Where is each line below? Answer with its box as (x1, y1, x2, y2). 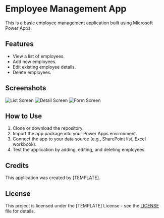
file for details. (5, 208, 35, 214)
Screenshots (5, 84, 46, 92)
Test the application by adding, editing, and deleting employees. (12, 147, 146, 153)
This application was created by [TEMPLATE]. (5, 175, 100, 181)
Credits (5, 161, 29, 170)
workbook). (12, 141, 37, 147)
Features (5, 40, 34, 48)
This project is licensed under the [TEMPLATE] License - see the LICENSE (5, 203, 159, 208)
